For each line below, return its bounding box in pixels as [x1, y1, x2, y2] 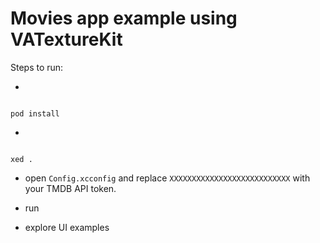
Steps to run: [10, 61, 64, 73]
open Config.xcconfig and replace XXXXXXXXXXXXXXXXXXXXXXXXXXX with [24, 172, 311, 184]
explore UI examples [24, 221, 110, 233]
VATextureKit [10, 28, 123, 51]
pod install [10, 108, 60, 119]
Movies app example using [10, 7, 238, 30]
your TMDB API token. [24, 182, 117, 194]
